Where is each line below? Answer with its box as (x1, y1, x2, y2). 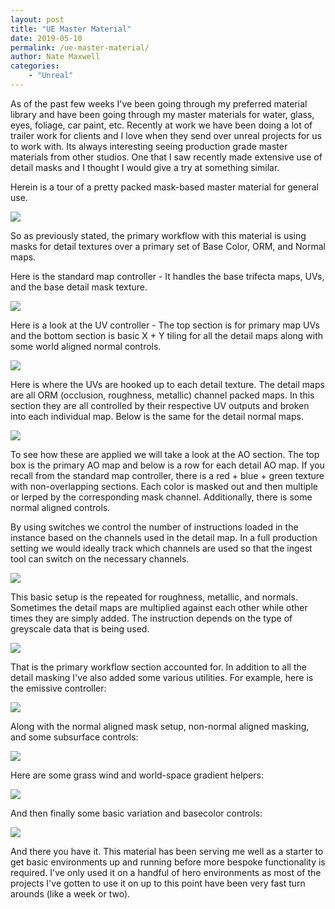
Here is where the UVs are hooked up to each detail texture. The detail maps (10, 378, 325, 390)
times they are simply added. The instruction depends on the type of (10, 612, 293, 624)
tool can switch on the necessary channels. (10, 552, 190, 565)
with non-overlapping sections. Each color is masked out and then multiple (10, 480, 318, 492)
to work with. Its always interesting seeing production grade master (10, 140, 288, 152)
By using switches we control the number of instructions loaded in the (10, 521, 299, 533)
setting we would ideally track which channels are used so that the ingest (10, 542, 313, 554)
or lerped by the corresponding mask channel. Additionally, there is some (10, 491, 313, 503)
